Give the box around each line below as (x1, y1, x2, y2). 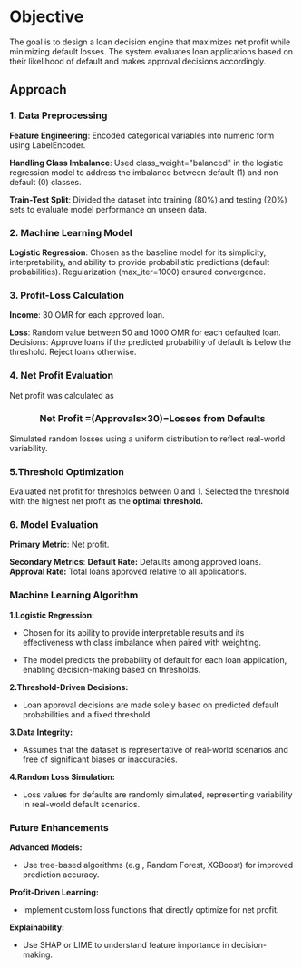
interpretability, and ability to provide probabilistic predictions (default (9, 256, 270, 267)
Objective (9, 6, 84, 27)
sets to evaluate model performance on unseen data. (9, 203, 207, 214)
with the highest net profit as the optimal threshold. (9, 496, 204, 507)
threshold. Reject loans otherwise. (9, 347, 137, 358)
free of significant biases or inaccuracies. (22, 754, 179, 765)
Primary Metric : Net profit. (9, 539, 110, 550)
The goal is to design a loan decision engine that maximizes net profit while (9, 36, 291, 47)
